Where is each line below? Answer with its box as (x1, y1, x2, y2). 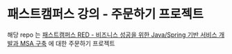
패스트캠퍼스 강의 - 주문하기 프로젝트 (7, 6, 204, 22)
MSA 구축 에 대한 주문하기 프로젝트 (19, 39, 116, 47)
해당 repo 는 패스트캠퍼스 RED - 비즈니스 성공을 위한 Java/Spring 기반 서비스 (7, 30, 217, 39)
